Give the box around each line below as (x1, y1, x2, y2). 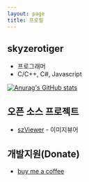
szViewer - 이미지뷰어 (17, 125, 79, 134)
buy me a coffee (17, 167, 65, 175)
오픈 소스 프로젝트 (7, 106, 79, 118)
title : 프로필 (7, 17, 44, 24)
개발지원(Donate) (7, 148, 80, 160)
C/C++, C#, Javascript (17, 70, 82, 78)
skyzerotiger (7, 43, 64, 55)
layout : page (7, 10, 45, 17)
